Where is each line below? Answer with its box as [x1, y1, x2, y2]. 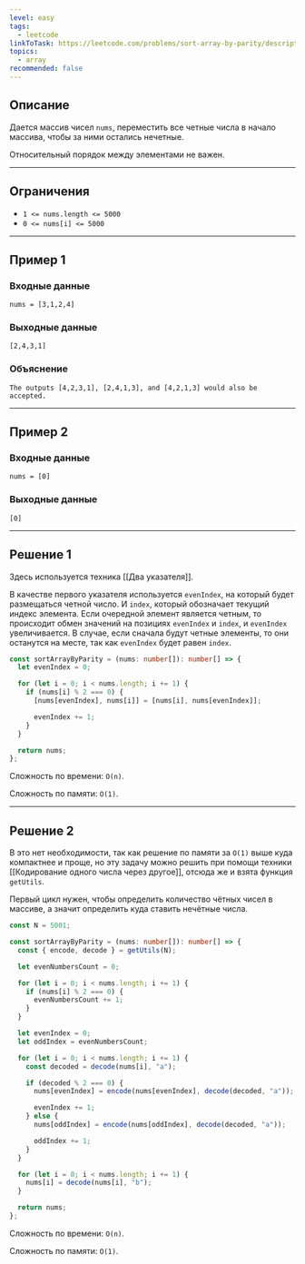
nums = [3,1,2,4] [9, 301, 75, 310]
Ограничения [9, 183, 90, 200]
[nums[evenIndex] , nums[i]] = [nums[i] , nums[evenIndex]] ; [33, 696, 261, 706]
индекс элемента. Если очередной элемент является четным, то [9, 607, 261, 618]
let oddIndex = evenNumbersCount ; [17, 1037, 148, 1046]
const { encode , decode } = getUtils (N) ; [17, 945, 177, 954]
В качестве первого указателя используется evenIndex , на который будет [9, 588, 295, 599]
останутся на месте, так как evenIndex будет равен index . [9, 637, 231, 647]
